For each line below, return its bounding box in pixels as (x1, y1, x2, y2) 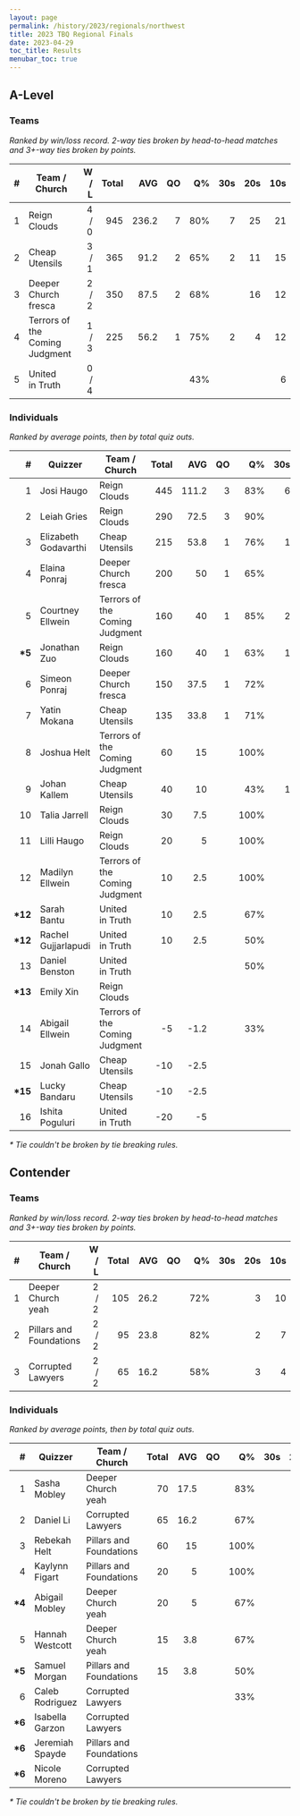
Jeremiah (34, 1736, 74, 1749)
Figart (34, 1571, 60, 1583)
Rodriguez (34, 1696, 78, 1709)
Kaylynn (34, 1559, 69, 1572)
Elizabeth (39, 530, 79, 542)
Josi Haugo (39, 484, 88, 496)
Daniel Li (34, 1514, 71, 1526)
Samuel (34, 1659, 66, 1671)
